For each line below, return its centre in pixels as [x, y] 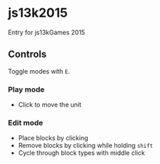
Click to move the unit [49, 105]
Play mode [26, 89]
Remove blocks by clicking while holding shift [86, 146]
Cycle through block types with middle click [81, 153]
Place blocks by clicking [53, 138]
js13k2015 [38, 13]
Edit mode [26, 123]
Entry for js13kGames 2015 [47, 32]
